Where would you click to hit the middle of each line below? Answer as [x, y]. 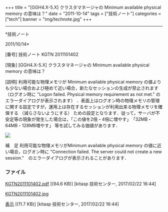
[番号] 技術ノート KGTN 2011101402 [42, 54]
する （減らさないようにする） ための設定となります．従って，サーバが [82, 113]
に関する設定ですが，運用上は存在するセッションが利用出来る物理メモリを [82, 107]
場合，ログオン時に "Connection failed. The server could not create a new [86, 152]
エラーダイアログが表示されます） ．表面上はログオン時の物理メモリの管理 [82, 101]
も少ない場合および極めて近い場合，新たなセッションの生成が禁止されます [82, 88]
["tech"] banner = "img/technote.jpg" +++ [48, 19]
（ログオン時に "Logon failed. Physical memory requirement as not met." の [83, 94]
